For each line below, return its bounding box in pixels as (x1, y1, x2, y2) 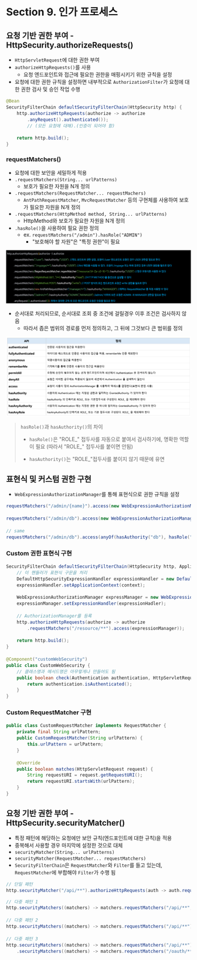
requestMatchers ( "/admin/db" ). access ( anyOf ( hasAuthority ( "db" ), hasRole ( (6, 534, 191, 540)
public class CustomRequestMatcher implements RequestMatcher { (6, 722, 167, 729)
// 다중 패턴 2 (6, 917, 38, 924)
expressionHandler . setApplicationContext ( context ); (16, 582, 145, 588)
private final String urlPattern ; (16, 729, 101, 735)
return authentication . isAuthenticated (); (27, 681, 133, 687)
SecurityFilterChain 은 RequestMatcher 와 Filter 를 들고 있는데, (14, 861, 162, 869)
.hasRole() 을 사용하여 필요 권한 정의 (14, 225, 99, 232)
